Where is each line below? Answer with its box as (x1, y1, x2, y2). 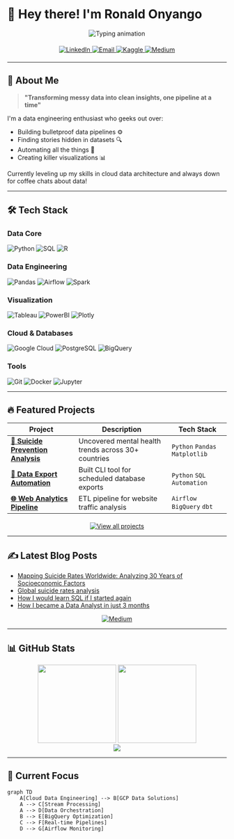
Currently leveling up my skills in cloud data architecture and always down (7, 169, 221, 178)
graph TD (7, 788, 33, 796)
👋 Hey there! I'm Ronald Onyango (7, 6, 203, 22)
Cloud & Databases (7, 328, 73, 338)
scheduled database (78, 473, 146, 483)
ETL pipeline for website (78, 494, 158, 503)
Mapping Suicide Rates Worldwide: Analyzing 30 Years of (17, 572, 183, 580)
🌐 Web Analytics (10, 494, 68, 503)
